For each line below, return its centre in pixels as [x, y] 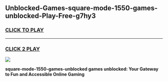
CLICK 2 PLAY [22, 49]
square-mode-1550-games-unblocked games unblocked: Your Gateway [82, 69]
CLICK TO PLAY [24, 30]
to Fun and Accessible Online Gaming [45, 74]
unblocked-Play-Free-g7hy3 [50, 16]
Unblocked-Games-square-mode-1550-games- [81, 8]
